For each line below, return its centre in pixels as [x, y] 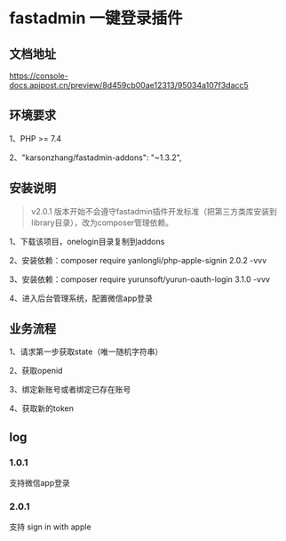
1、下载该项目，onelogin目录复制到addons [87, 241]
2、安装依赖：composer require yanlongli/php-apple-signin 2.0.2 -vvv [138, 260]
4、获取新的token [41, 408]
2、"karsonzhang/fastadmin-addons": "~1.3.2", [95, 157]
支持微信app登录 [40, 483]
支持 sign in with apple [50, 527]
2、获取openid [36, 371]
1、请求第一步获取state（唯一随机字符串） [86, 351]
